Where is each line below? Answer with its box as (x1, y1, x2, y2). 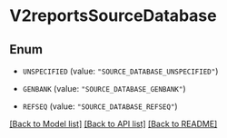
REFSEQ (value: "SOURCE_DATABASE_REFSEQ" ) (22, 101, 179, 112)
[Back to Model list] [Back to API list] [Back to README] (9, 119, 218, 129)
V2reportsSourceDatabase (9, 5, 217, 26)
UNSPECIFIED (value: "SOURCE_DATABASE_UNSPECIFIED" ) (22, 65, 219, 76)
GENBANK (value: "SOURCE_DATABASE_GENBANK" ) (22, 84, 186, 94)
